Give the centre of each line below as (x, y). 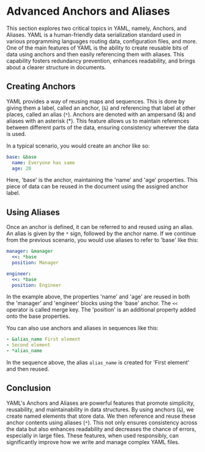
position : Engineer (37, 285)
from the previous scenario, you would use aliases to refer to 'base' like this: (102, 240)
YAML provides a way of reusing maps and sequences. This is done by (96, 101)
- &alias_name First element (43, 339)
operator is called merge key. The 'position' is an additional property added (101, 310)
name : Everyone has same (43, 163)
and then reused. (28, 369)
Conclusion (29, 388)
